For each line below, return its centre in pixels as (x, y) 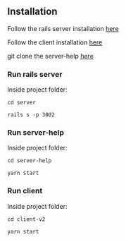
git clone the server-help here (50, 56)
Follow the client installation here (55, 42)
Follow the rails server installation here (63, 28)
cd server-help (30, 161)
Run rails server (35, 74)
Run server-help (36, 133)
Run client (25, 191)
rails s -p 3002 (31, 115)
